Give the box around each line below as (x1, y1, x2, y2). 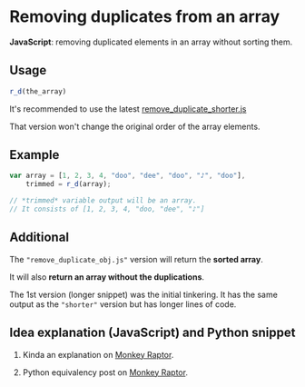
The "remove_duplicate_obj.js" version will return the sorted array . (9, 253, 263, 264)
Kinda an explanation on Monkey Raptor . (22, 349, 174, 360)
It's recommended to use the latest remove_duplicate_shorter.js (9, 103, 247, 114)
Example (9, 147, 60, 163)
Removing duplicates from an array (9, 6, 280, 27)
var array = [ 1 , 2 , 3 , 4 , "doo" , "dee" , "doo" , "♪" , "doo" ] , (9, 171, 246, 181)
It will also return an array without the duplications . (9, 271, 205, 283)
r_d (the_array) (9, 86, 67, 96)
